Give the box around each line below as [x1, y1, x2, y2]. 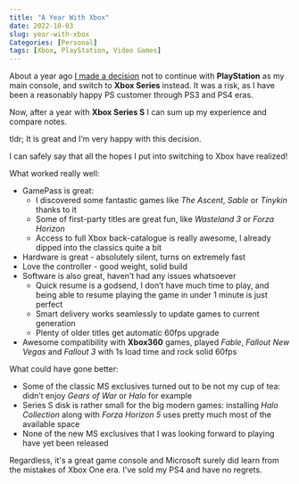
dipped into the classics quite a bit [35, 242, 162, 253]
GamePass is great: [21, 185, 95, 196]
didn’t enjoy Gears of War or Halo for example [21, 390, 193, 401]
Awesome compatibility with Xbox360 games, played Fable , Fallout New [21, 337, 290, 348]
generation [35, 318, 76, 329]
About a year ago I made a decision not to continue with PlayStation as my [9, 70, 285, 81]
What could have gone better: [9, 364, 119, 374]
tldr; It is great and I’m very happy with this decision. [9, 134, 203, 144]
